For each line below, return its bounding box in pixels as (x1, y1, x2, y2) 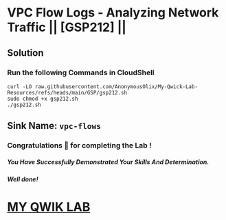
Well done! (7, 175, 39, 183)
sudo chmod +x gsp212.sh (7, 95, 78, 102)
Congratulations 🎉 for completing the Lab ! (7, 141, 152, 150)
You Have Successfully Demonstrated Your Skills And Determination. (7, 157, 210, 166)
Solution (7, 47, 44, 59)
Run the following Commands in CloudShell (7, 68, 155, 77)
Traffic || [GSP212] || (7, 19, 127, 35)
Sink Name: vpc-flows (7, 120, 102, 132)
